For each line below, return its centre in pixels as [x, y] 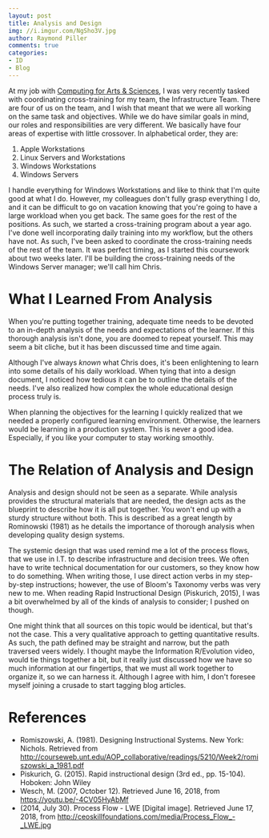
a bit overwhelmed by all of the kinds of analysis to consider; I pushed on [129, 601]
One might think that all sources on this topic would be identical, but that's [131, 625]
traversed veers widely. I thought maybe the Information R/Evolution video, [131, 651]
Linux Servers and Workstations [72, 157]
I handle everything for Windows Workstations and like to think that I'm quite [134, 190]
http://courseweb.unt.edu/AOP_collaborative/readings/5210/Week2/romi [139, 757]
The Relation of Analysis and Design [131, 470]
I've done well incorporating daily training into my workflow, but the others [131, 233]
